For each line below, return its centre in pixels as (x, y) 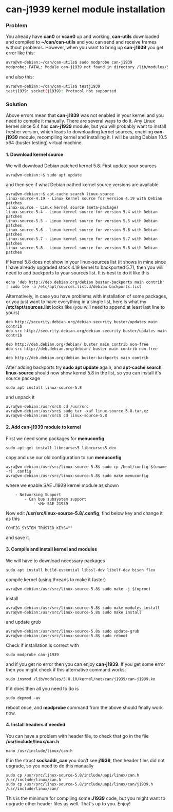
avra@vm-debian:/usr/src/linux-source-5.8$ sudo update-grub (73, 631)
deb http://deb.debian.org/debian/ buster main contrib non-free (77, 345)
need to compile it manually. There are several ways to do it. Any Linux (81, 121)
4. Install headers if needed (36, 725)
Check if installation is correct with (42, 645)
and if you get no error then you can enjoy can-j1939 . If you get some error (86, 664)
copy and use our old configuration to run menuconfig (64, 457)
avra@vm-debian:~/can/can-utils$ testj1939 (53, 86)
